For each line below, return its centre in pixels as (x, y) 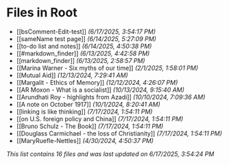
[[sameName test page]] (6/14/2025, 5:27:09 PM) (86, 38)
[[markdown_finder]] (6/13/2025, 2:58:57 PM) (81, 60)
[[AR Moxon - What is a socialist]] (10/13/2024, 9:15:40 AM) (100, 90)
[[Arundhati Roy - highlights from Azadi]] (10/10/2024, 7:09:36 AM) (111, 97)
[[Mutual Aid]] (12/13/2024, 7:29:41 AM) (72, 75)
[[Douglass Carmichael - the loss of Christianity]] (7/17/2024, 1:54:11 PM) (119, 133)
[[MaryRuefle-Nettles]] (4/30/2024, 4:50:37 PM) (85, 140)
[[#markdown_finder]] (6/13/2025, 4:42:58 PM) (83, 53)
